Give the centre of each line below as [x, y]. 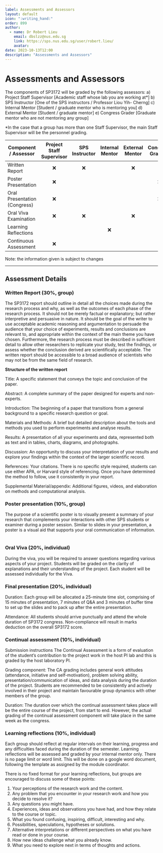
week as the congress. [28, 721]
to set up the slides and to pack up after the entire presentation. [69, 607]
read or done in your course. [41, 835]
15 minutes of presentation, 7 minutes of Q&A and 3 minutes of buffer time [79, 602]
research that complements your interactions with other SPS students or [77, 520]
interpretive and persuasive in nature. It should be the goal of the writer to [79, 319]
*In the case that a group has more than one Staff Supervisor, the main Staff [81, 127]
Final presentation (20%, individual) [48, 586]
